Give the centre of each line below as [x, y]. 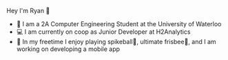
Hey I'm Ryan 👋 [28, 11]
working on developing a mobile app [68, 49]
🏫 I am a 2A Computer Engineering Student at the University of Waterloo [119, 24]
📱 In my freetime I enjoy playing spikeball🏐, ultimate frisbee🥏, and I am [116, 42]
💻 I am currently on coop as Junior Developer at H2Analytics [103, 32]
